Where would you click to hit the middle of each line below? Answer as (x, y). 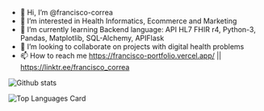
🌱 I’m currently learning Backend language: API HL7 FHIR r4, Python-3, (138, 29)
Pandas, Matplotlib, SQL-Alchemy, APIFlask (92, 38)
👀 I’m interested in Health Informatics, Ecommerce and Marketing (128, 21)
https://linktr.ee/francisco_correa (75, 67)
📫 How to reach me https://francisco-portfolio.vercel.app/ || (121, 55)
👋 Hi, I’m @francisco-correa (66, 12)
